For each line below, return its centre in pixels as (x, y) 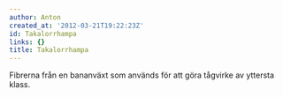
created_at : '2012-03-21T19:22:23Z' (76, 26)
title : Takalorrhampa (49, 50)
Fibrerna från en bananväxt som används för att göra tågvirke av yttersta (142, 75)
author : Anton (35, 17)
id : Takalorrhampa (43, 34)
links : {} (27, 42)
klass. (20, 85)
